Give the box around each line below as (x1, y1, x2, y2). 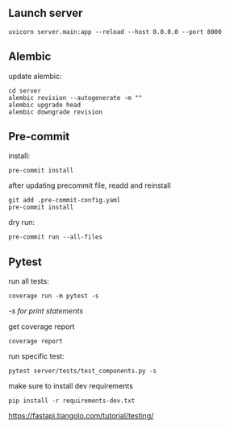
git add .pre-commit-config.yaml (8, 197, 121, 205)
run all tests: (8, 276, 50, 286)
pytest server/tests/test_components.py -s (8, 367, 157, 376)
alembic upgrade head (8, 101, 82, 109)
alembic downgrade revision (8, 108, 103, 116)
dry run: (8, 218, 35, 227)
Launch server (8, 6, 83, 20)
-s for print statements (8, 306, 83, 316)
